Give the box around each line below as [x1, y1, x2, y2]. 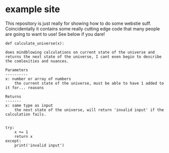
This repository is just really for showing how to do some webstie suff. [5, 20, 151, 26]
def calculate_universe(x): [5, 41, 65, 46]
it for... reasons [5, 85, 44, 90]
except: [5, 138, 22, 143]
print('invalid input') [14, 143, 65, 148]
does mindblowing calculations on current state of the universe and [5, 50, 155, 55]
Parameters [5, 67, 28, 72]
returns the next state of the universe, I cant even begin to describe [5, 54, 162, 59]
